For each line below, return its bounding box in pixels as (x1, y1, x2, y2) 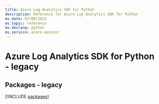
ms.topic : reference (5, 21, 47, 26)
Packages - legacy (5, 81, 62, 89)
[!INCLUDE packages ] (5, 94, 49, 99)
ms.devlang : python (5, 25, 45, 30)
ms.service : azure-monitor (5, 30, 60, 35)
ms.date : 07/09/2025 (5, 16, 47, 21)
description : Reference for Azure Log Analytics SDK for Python (5, 12, 138, 17)
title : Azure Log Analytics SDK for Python (5, 7, 95, 12)
